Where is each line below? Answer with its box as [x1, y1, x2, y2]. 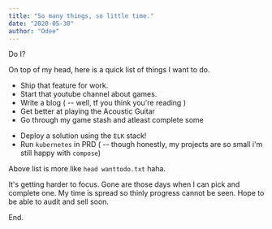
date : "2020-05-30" [8, 19, 75, 28]
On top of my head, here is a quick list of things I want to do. [8, 65, 210, 75]
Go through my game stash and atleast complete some [19, 115, 205, 125]
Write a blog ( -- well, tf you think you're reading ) [19, 98, 187, 108]
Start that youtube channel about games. [19, 89, 158, 99]
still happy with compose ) [19, 148, 101, 158]
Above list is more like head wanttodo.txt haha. [8, 164, 166, 174]
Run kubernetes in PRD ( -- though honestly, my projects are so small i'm [19, 140, 263, 149]
